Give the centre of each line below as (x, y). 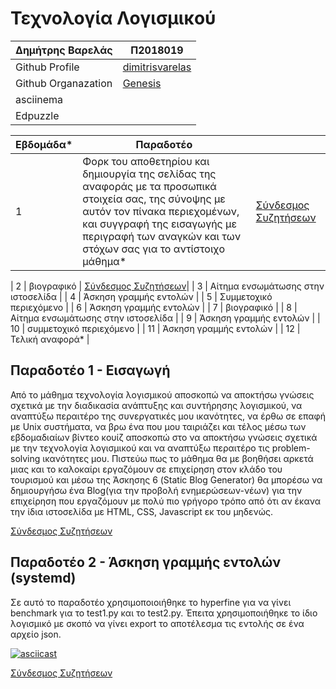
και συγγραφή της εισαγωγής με (159, 224)
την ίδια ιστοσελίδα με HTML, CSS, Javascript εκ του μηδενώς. (142, 511)
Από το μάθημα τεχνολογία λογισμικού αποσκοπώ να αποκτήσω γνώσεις (162, 394)
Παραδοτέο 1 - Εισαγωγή (90, 370)
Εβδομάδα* (44, 144)
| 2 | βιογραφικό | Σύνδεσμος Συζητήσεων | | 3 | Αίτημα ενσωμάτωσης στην (167, 286)
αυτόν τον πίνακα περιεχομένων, (161, 211)
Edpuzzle (37, 115)
